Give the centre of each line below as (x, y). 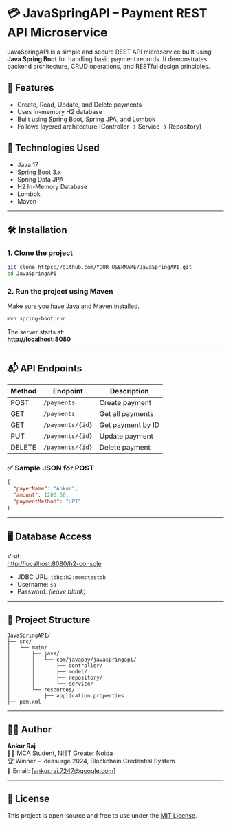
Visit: (14, 556)
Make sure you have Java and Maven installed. (73, 306)
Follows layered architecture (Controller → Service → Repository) (109, 126)
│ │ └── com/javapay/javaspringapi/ (72, 660)
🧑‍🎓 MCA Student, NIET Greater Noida (60, 753)
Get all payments (126, 413)
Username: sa (37, 585)
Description (129, 391)
